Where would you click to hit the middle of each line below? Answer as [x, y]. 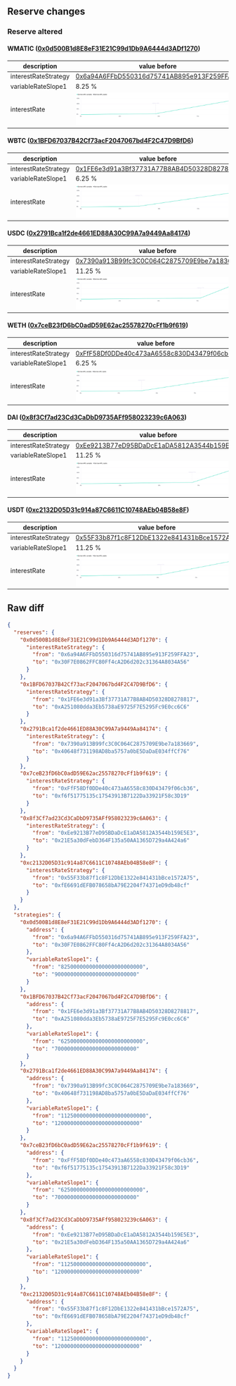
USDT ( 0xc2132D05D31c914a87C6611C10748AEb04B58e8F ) [98, 510]
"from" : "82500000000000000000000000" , [91, 967]
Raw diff [26, 608]
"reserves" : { [34, 632]
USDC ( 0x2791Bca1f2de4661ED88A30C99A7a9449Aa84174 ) [99, 233]
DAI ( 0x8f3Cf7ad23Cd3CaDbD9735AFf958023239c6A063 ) [97, 417]
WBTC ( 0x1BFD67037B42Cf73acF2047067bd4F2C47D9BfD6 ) [100, 141]
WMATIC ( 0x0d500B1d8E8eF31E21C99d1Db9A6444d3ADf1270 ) [104, 48]
